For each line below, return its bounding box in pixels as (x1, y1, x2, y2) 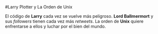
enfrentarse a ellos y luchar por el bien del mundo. (5, 23, 106, 29)
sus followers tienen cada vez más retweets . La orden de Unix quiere (5, 19, 144, 24)
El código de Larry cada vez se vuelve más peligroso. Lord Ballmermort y (5, 13, 154, 19)
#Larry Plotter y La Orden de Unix (5, 4, 73, 10)
